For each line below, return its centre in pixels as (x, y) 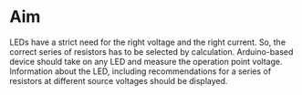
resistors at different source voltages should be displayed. (119, 80)
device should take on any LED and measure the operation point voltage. (146, 61)
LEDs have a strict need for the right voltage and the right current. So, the (147, 42)
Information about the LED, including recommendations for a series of (141, 71)
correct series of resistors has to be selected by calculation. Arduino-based (151, 51)
